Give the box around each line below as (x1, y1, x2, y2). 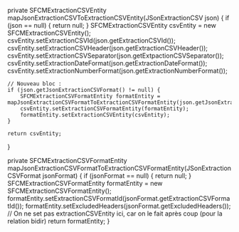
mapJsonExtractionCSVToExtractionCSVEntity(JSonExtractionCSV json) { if (7, 14, 230, 22)
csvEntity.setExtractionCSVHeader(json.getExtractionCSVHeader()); (7, 44, 208, 52)
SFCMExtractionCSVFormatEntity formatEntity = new (7, 179, 163, 187)
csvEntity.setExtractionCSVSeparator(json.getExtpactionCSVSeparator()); (7, 51, 224, 60)
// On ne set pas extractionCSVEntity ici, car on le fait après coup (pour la (7, 209, 223, 218)
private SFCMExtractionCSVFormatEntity (7, 157, 127, 164)
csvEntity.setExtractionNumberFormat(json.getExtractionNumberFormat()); (7, 67, 228, 75)
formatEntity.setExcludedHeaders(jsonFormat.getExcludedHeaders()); (25, 202, 231, 210)
